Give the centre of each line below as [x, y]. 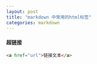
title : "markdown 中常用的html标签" [49, 17]
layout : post [22, 12]
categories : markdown [33, 23]
